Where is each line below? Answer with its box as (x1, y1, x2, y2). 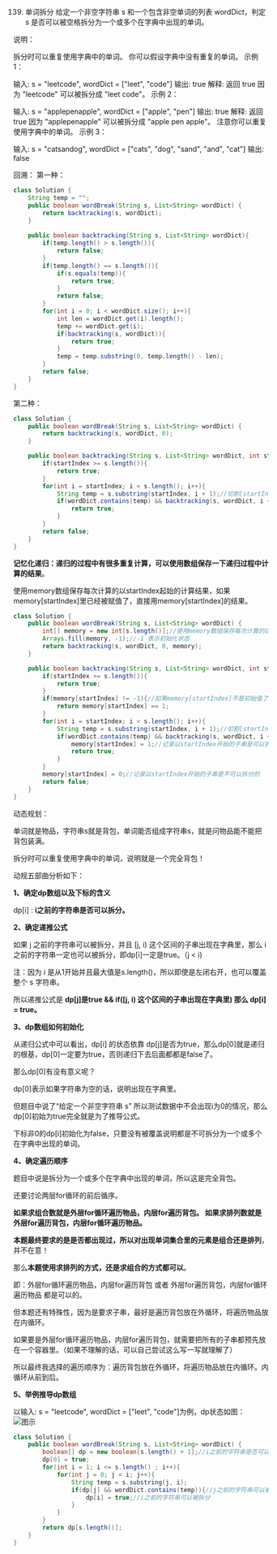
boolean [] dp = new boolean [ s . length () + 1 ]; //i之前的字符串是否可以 (42, 1448, 270, 1457)
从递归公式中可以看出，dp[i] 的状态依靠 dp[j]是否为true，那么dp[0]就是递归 (13, 1039, 266, 1049)
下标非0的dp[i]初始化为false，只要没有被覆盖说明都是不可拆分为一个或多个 (13, 1128, 262, 1138)
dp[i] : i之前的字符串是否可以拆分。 (13, 905, 130, 915)
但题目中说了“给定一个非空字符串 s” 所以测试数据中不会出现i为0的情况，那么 (13, 1101, 268, 1110)
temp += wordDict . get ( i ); (56, 322, 144, 331)
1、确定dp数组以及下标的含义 (13, 888, 111, 898)
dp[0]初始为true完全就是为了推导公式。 (13, 1111, 145, 1121)
